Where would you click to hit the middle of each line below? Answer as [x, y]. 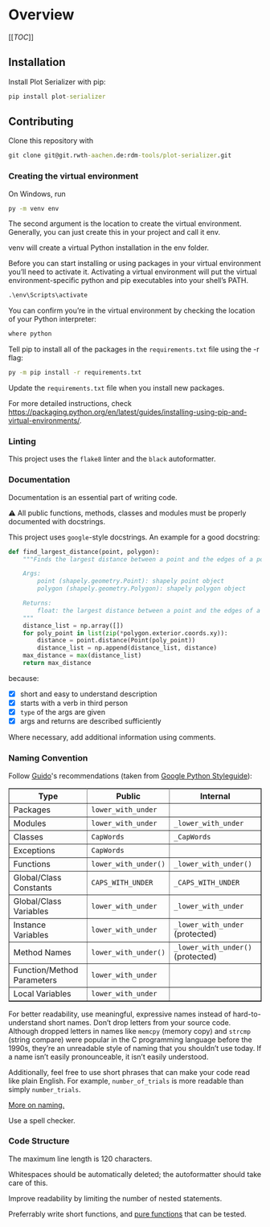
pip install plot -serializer [57, 96]
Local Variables [42, 993]
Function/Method [46, 970]
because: [24, 678]
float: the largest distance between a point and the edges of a [149, 610]
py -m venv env [34, 208]
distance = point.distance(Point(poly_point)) [117, 641]
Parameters [35, 980]
